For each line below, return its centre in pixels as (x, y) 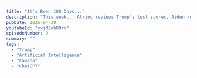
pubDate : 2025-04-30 (31, 22)
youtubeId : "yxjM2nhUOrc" (38, 28)
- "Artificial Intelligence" (47, 55)
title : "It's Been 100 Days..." (45, 11)
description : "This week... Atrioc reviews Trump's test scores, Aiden (95, 17)
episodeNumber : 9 (27, 33)
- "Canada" (25, 60)
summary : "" (21, 39)
